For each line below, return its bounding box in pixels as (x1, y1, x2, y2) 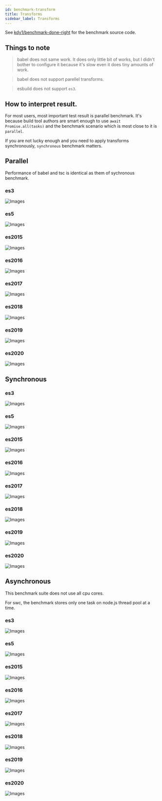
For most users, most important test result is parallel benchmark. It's (5, 113, 142, 118)
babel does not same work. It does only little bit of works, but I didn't (17, 56, 155, 62)
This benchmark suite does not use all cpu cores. (5, 590, 104, 596)
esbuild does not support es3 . (17, 86, 76, 92)
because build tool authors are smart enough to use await (5, 118, 121, 124)
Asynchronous (5, 577, 51, 586)
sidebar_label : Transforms (5, 16, 60, 21)
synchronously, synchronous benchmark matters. (5, 143, 103, 149)
